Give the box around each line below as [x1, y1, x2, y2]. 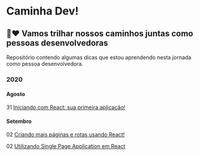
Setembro [6, 117, 32, 125]
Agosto [6, 90, 25, 97]
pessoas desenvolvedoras [6, 37, 109, 48]
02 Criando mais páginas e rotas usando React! [6, 131, 125, 138]
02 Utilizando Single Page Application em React [6, 143, 126, 150]
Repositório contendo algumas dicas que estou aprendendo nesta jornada [6, 54, 192, 61]
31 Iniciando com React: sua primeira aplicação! [6, 104, 126, 111]
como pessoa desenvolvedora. [6, 60, 84, 67]
